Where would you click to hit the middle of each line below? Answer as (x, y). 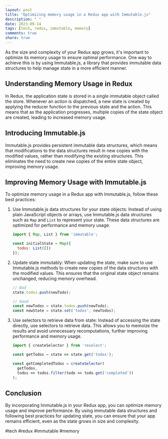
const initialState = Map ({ (41, 244)
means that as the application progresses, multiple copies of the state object (84, 112)
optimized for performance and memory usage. (61, 225)
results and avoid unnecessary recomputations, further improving (80, 331)
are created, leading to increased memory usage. (56, 117)
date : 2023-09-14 (23, 24)
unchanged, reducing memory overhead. (55, 278)
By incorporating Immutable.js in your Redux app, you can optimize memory (83, 405)
